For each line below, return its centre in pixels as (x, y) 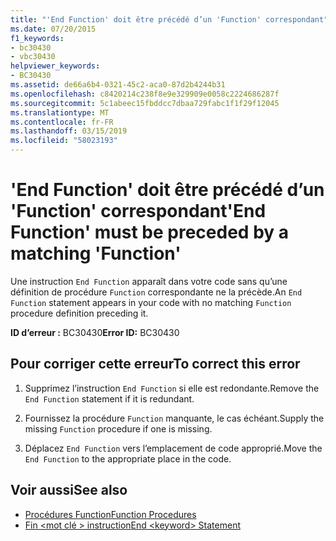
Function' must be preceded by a (150, 232)
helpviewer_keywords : (55, 66)
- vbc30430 (33, 57)
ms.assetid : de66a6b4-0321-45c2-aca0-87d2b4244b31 (118, 85)
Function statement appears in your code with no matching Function (151, 302)
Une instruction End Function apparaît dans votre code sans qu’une (149, 281)
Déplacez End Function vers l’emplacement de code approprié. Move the (173, 448)
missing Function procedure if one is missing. (118, 428)
